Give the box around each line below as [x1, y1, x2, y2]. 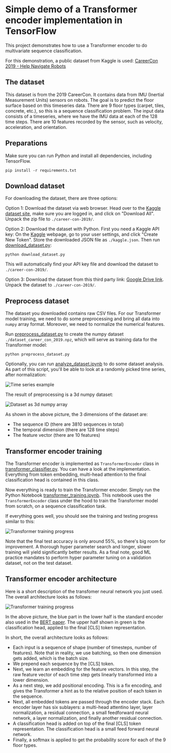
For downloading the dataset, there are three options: [5, 195, 118, 202]
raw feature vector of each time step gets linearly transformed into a [12, 671, 157, 677]
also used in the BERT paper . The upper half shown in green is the [5, 619, 145, 625]
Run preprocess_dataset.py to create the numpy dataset [5, 331, 124, 337]
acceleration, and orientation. [5, 124, 68, 130]
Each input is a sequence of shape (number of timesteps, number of [12, 644, 157, 650]
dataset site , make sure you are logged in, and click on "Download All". [5, 211, 155, 217]
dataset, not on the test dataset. [5, 560, 73, 566]
